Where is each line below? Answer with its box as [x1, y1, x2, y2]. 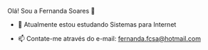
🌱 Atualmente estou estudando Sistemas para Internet [17, 20, 177, 28]
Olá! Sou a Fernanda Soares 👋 [7, 7, 95, 15]
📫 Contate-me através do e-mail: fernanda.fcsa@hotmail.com [17, 35, 202, 42]
